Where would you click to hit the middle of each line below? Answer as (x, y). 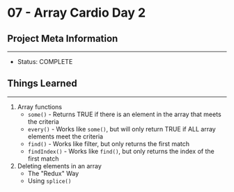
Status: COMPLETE (45, 62)
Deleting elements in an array (60, 166)
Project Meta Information (63, 39)
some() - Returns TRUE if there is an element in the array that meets (124, 114)
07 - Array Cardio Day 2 (77, 13)
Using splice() (49, 181)
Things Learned (42, 84)
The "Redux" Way (53, 173)
